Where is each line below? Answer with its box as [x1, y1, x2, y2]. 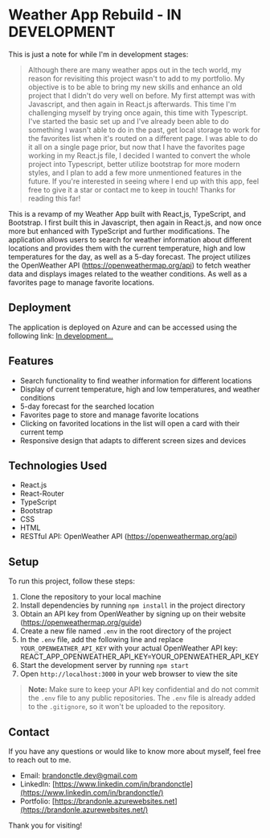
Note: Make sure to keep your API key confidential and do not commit [27, 685, 260, 695]
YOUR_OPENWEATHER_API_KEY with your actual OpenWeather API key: [19, 643, 239, 653]
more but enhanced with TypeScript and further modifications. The [8, 226, 231, 235]
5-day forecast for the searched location [19, 401, 155, 411]
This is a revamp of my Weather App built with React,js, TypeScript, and [8, 209, 247, 218]
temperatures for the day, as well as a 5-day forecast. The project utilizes [8, 251, 251, 261]
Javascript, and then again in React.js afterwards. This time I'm [27, 99, 237, 109]
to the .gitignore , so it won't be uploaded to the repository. [27, 702, 227, 711]
